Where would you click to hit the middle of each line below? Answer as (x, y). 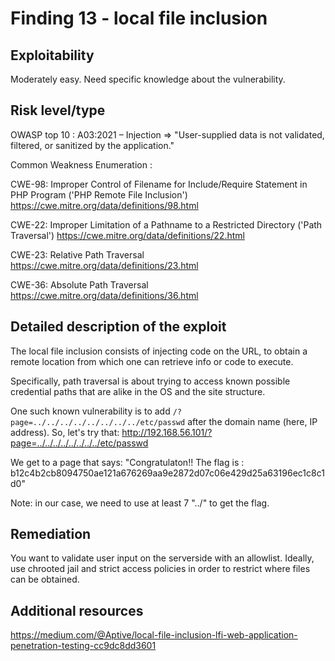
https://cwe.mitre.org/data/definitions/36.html (104, 295)
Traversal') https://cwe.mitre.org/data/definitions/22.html (127, 235)
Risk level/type (58, 110)
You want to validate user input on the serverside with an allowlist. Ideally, (162, 558)
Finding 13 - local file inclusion (139, 18)
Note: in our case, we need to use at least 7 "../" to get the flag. (140, 503)
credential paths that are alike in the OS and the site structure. (138, 391)
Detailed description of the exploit (118, 327)
